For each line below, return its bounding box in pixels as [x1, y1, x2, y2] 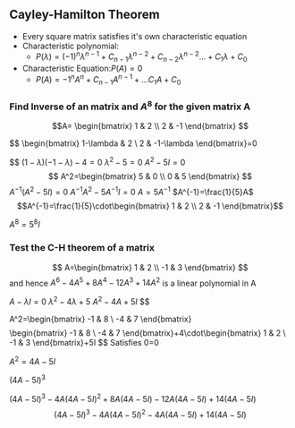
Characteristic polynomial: [21, 40, 119, 51]
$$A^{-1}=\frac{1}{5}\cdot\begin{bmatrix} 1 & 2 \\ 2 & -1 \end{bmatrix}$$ [16, 201, 284, 211]
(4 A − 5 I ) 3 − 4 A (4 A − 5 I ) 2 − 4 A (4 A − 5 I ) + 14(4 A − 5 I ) [53, 407, 248, 420]
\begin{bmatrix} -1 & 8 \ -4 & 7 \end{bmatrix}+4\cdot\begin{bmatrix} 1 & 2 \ [9, 328, 286, 338]
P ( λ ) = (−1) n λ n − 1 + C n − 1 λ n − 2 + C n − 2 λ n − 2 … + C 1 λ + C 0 [35, 49, 248, 64]
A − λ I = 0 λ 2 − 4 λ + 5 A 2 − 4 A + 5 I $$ [9, 295, 150, 307]
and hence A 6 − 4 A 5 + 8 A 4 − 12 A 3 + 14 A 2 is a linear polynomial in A [9, 276, 257, 288]
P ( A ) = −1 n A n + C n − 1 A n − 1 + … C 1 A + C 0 [35, 73, 181, 87]
